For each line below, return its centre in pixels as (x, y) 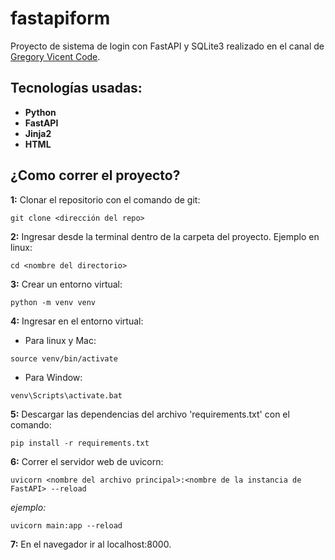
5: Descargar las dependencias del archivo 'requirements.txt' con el (150, 414)
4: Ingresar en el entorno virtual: (77, 321)
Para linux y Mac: (60, 340)
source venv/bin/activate (64, 358)
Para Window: (53, 377)
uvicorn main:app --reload (66, 525)
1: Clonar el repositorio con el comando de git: (105, 199)
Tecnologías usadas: (76, 88)
